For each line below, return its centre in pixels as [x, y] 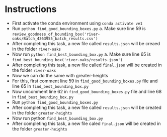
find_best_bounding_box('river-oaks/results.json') [67, 60]
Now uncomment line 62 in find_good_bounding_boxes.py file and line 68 [87, 91]
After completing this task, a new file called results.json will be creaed [86, 43]
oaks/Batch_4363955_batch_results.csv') [55, 39]
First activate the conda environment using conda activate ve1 [77, 23]
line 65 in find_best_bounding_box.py [50, 86]
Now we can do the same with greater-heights [60, 75]
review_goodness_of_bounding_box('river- [56, 34]
